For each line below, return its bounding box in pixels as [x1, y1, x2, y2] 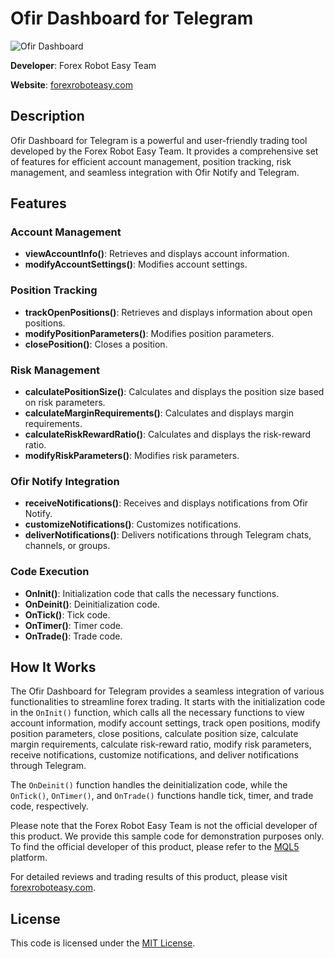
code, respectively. [10, 800, 89, 812]
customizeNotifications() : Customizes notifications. [24, 518, 242, 531]
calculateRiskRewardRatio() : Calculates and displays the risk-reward [24, 428, 312, 441]
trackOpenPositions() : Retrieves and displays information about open [24, 306, 313, 318]
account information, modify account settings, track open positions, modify [10, 717, 321, 729]
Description [10, 108, 85, 125]
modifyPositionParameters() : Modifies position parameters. [24, 327, 275, 339]
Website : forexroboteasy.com [10, 78, 133, 91]
